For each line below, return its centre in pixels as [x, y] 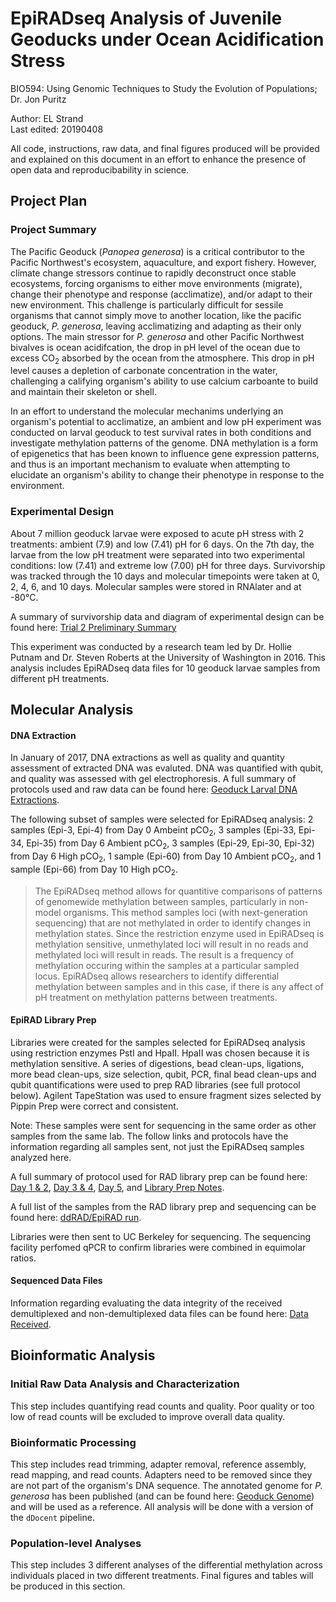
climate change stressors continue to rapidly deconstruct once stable [153, 273]
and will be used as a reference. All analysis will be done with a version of [162, 1506]
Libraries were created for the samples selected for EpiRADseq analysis [158, 1042]
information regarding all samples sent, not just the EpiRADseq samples [157, 1146]
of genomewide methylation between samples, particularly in [160, 901]
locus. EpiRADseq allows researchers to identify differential [157, 976]
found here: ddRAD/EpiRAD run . [76, 1217]
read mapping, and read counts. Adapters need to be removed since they [161, 1474]
